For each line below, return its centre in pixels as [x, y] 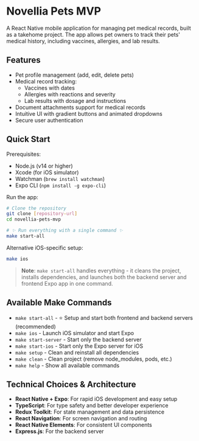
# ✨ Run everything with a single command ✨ [65, 231]
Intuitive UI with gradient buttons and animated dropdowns [89, 113]
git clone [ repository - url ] [42, 214]
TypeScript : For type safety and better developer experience [92, 406]
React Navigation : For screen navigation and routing [81, 418]
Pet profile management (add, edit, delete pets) [74, 75]
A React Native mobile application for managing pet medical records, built [99, 28]
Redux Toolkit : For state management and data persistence [90, 412]
